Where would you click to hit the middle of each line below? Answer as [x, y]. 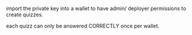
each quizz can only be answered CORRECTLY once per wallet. [83, 26]
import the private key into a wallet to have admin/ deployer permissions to [96, 8]
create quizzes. [25, 15]
